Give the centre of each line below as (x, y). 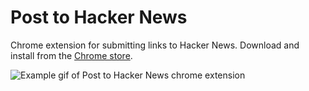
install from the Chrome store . (71, 55)
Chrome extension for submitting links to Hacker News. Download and (155, 45)
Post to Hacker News (99, 17)
